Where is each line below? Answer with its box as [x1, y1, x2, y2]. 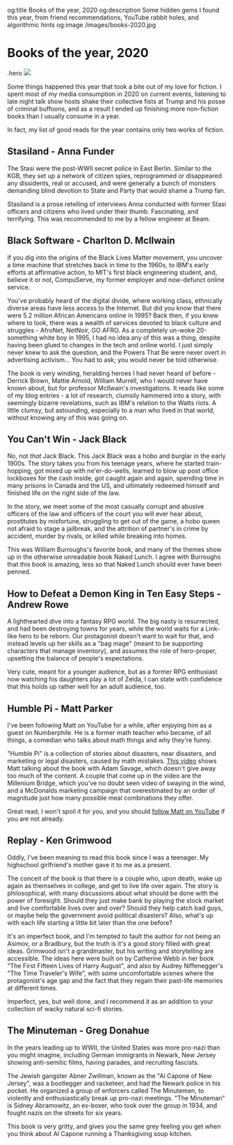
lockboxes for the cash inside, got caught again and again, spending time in [7, 474, 224, 482]
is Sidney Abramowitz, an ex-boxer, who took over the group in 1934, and [7, 1101, 218, 1110]
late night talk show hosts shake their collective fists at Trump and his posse [7, 97, 226, 105]
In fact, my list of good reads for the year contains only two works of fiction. [7, 125, 225, 134]
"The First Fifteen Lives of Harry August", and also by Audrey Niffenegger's [7, 961, 224, 970]
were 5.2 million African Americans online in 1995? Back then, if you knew [7, 311, 219, 319]
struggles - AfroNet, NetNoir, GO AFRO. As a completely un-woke [7, 326, 195, 334]
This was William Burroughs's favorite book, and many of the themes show [7, 546, 222, 554]
